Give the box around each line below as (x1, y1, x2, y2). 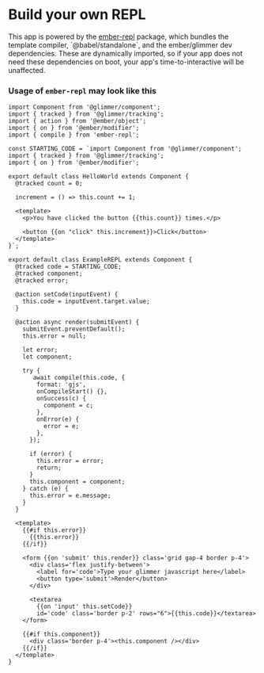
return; (36, 464, 62, 472)
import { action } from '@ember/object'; (8, 117, 147, 125)
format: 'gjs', (36, 380, 87, 389)
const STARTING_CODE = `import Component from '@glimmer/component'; (8, 145, 243, 153)
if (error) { (28, 450, 73, 458)
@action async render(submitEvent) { (15, 319, 140, 327)
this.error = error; (36, 457, 104, 465)
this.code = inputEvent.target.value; (22, 297, 150, 306)
